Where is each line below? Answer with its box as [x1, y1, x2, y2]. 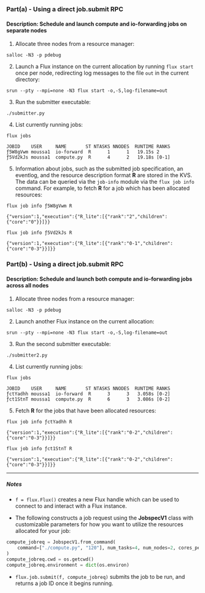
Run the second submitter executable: [15, 341, 111, 348]
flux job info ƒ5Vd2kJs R [6, 230, 72, 236]
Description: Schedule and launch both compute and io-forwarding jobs [6, 275, 193, 282]
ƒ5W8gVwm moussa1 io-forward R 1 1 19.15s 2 [6, 149, 160, 155]
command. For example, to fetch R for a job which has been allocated [15, 184, 190, 192]
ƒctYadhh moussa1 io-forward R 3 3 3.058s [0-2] [6, 391, 171, 397]
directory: [15, 76, 40, 83]
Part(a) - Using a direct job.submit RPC [6, 5, 124, 13]
